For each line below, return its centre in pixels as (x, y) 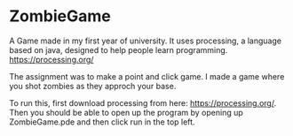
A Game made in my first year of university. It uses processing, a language (146, 41)
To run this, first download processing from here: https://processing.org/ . (143, 102)
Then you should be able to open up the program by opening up (127, 112)
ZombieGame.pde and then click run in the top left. (102, 122)
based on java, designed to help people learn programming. (119, 49)
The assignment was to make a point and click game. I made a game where (147, 76)
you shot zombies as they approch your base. (93, 86)
